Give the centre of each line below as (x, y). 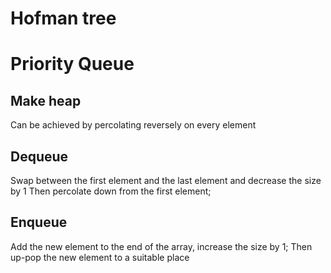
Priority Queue (72, 64)
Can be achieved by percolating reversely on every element (133, 125)
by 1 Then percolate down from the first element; (111, 191)
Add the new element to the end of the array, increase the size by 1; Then (161, 246)
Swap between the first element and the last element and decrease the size (166, 180)
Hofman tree (63, 18)
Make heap (46, 100)
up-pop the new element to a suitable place (100, 257)
